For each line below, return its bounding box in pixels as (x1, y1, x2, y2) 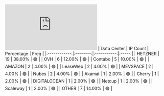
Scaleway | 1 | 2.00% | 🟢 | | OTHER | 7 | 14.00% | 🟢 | (5, 85, 113, 91)
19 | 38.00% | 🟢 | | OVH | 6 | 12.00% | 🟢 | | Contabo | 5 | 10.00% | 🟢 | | (5, 56, 149, 62)
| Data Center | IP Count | (97, 46, 149, 51)
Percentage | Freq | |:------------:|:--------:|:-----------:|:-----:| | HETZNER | (5, 51, 160, 57)
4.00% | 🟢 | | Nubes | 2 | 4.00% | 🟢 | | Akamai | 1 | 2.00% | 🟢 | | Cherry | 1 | (5, 71, 159, 77)
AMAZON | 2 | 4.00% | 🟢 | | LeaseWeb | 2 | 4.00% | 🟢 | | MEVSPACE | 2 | (5, 63, 154, 69)
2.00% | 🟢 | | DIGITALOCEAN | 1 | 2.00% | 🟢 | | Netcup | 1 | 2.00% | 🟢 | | (5, 78, 153, 84)
